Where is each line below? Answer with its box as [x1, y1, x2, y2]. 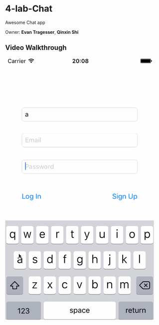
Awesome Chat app [5, 19, 46, 25]
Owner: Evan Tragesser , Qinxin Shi [5, 29, 79, 35]
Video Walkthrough [5, 43, 67, 52]
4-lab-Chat [5, 3, 53, 14]
